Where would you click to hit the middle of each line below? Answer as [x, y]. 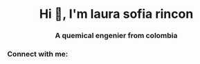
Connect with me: [38, 54]
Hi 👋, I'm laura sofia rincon [116, 14]
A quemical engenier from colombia [116, 36]
